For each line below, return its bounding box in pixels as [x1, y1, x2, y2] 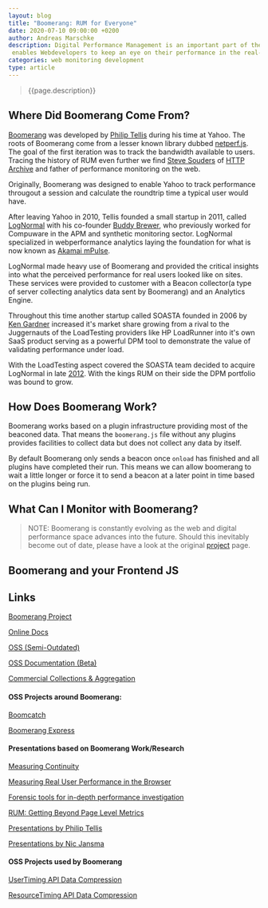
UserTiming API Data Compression [8, 875, 122, 884]
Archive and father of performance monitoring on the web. [8, 164, 201, 173]
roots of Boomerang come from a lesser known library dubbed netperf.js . [8, 138, 249, 148]
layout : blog [8, 11, 52, 20]
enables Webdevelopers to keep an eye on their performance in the [11, 49, 241, 57]
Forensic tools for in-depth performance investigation [8, 792, 184, 802]
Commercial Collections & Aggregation [8, 674, 136, 684]
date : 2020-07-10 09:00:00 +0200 [8, 26, 120, 34]
